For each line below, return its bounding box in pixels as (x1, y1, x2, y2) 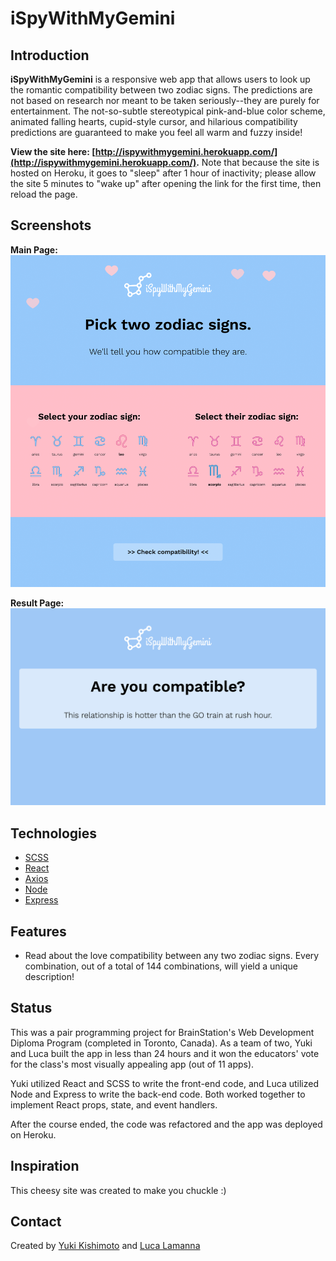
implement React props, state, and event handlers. (10, 1098, 218, 1111)
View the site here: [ (10, 146, 96, 157)
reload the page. (10, 188, 78, 200)
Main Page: (10, 243, 58, 256)
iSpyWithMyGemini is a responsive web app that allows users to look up (10, 73, 311, 85)
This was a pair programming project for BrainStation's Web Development (10, 1026, 315, 1038)
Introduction (10, 47, 90, 64)
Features (10, 923, 67, 940)
